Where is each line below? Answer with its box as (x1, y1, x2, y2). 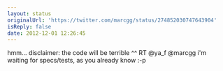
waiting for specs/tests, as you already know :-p (7, 56, 147, 65)
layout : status (7, 10, 52, 17)
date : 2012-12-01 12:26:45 (7, 29, 86, 37)
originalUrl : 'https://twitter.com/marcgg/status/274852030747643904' (7, 17, 217, 24)
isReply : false (7, 23, 52, 30)
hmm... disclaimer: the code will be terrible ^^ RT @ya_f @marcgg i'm (7, 49, 207, 57)
